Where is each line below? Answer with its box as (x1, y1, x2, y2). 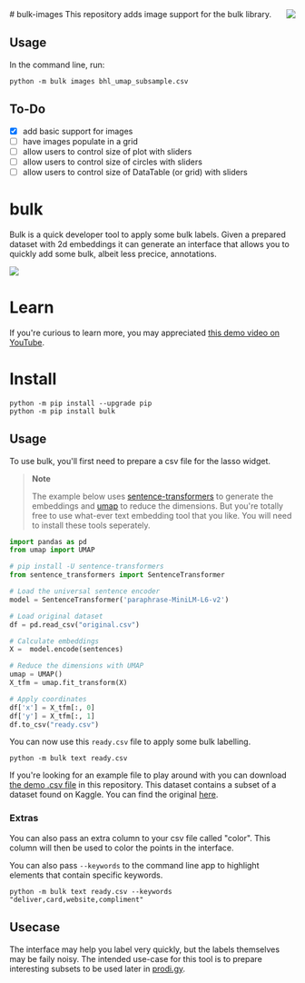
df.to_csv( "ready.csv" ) (9, 720, 100, 730)
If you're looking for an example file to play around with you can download (9, 770, 288, 780)
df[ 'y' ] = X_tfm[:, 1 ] (9, 711, 95, 720)
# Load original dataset (9, 611, 103, 621)
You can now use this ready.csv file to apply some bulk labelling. (9, 736, 251, 748)
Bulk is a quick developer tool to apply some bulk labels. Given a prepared (9, 229, 286, 240)
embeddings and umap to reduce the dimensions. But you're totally (31, 500, 284, 511)
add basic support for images (22, 125, 133, 136)
